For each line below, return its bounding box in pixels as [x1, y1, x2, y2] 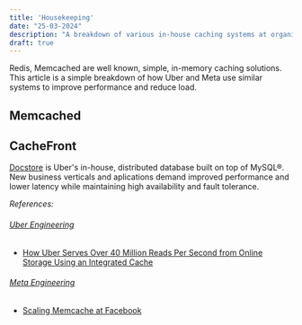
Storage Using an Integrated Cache [22, 257, 154, 268]
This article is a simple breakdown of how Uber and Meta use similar [9, 73, 263, 83]
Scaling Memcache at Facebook [22, 304, 142, 315]
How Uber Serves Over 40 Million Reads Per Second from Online [22, 247, 263, 258]
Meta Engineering [9, 277, 75, 288]
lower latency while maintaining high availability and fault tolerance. [9, 181, 260, 192]
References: [9, 198, 54, 209]
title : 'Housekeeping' [9, 13, 94, 22]
